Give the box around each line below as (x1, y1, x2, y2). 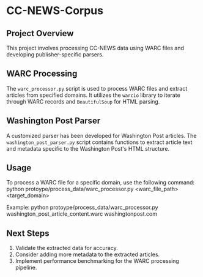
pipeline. (15, 264, 37, 271)
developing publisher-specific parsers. (6, 51, 104, 58)
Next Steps (6, 228, 50, 238)
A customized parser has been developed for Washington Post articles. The (6, 132, 197, 139)
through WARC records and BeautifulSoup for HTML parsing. (6, 97, 160, 105)
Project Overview (6, 28, 74, 39)
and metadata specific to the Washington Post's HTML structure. (6, 145, 170, 152)
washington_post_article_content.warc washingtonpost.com (6, 210, 158, 218)
